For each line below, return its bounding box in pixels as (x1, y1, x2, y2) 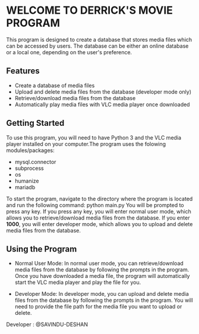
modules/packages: (6, 147, 55, 154)
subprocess (14, 165, 44, 172)
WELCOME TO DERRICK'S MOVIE (6, 4, 173, 17)
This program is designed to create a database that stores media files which (6, 36, 192, 43)
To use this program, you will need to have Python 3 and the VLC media (6, 134, 182, 141)
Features (6, 66, 40, 76)
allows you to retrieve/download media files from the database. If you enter (6, 214, 190, 221)
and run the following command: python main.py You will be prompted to (6, 201, 184, 209)
